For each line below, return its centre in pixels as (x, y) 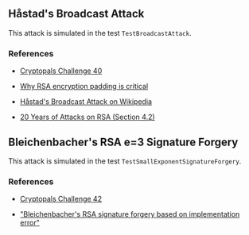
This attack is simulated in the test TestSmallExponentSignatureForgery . (125, 161)
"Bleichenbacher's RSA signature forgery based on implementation (130, 214)
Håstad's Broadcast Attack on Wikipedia (86, 102)
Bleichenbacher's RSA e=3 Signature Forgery (123, 142)
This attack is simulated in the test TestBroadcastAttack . (100, 33)
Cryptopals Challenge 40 (61, 71)
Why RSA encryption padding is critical (84, 87)
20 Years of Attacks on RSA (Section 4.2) (87, 117)
